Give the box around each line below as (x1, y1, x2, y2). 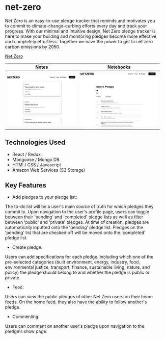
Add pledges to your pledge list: (12, 194, 77, 200)
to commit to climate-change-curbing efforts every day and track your (5, 23, 147, 28)
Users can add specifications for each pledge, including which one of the (5, 254, 154, 260)
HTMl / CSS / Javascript (12, 161, 61, 168)
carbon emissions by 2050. (5, 44, 60, 50)
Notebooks (107, 64, 131, 70)
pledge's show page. (5, 328, 48, 335)
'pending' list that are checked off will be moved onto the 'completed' (5, 230, 146, 235)
